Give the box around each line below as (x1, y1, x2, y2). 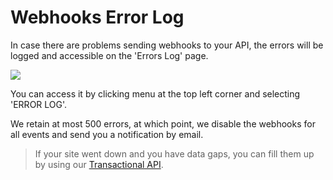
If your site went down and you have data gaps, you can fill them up (34, 147, 315, 160)
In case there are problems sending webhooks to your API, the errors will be (10, 39, 324, 51)
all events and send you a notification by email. (10, 128, 204, 140)
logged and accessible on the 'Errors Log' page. (10, 49, 209, 61)
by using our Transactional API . (34, 158, 164, 170)
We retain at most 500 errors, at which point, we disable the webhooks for (10, 117, 316, 130)
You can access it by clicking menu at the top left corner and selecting (10, 87, 301, 100)
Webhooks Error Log (10, 6, 185, 29)
